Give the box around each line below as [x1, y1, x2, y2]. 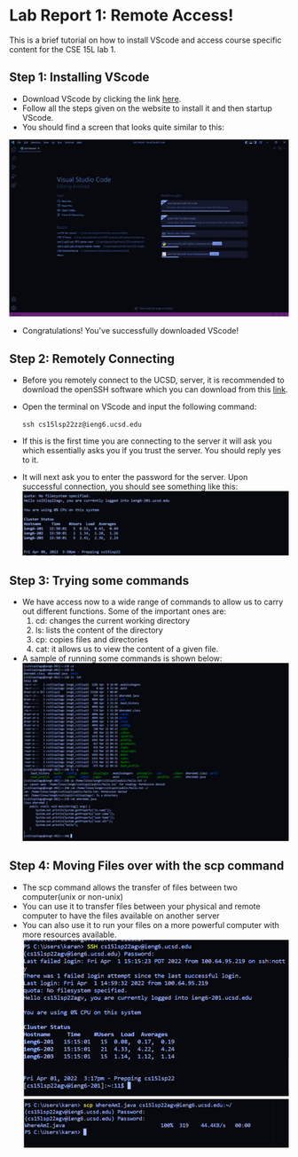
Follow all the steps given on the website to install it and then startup [21, 103, 273, 114]
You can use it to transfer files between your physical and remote [21, 901, 261, 911]
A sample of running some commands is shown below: [21, 653, 223, 664]
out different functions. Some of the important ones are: [21, 606, 227, 617]
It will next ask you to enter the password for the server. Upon [21, 471, 248, 482]
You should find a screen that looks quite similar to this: [21, 122, 224, 132]
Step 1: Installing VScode [9, 70, 150, 85]
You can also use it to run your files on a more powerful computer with [21, 919, 279, 930]
